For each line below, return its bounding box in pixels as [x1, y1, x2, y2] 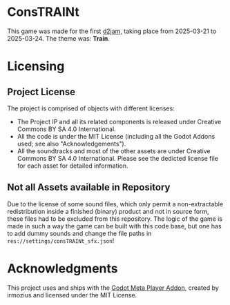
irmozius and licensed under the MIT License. [7, 291, 137, 299]
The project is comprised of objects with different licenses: [7, 104, 175, 112]
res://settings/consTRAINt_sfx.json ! [7, 236, 115, 245]
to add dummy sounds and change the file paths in [7, 229, 152, 237]
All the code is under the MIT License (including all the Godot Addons [17, 132, 215, 140]
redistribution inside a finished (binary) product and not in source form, [7, 207, 209, 215]
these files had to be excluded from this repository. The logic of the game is [7, 215, 223, 223]
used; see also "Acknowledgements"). [17, 139, 126, 148]
